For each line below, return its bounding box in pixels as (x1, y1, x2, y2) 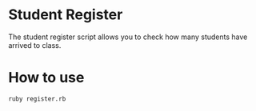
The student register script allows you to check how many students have (8, 32, 248, 42)
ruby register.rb (8, 94, 66, 103)
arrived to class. (8, 40, 62, 50)
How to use (8, 69, 85, 87)
